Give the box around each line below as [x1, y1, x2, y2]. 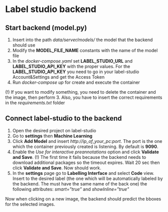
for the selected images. [5, 201, 55, 207]
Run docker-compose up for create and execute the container [12, 79, 140, 85]
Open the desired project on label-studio [12, 127, 96, 133]
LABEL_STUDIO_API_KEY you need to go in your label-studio [12, 69, 139, 75]
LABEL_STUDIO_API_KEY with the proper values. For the [12, 64, 130, 69]
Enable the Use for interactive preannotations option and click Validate [12, 149, 159, 155]
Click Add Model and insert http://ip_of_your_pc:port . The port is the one [12, 138, 162, 144]
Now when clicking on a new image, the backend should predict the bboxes [5, 195, 161, 201]
